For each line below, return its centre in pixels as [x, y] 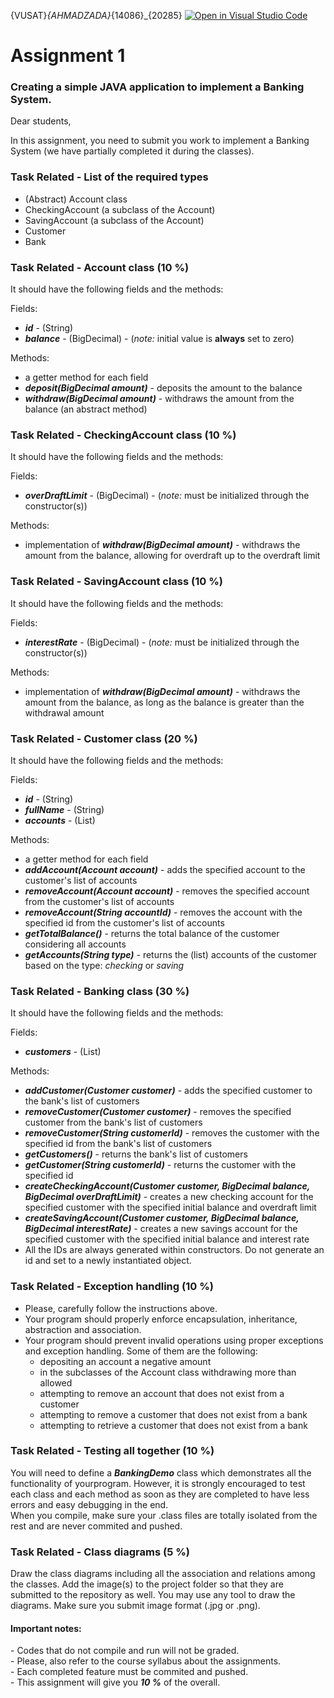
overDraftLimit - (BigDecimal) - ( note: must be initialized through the [167, 496]
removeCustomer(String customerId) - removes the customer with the [172, 1133]
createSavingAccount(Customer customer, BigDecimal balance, [162, 1218]
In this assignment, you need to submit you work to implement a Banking [160, 141]
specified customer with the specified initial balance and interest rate [167, 1239]
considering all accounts [75, 944]
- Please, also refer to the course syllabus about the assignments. [146, 1661]
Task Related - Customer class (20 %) [104, 738]
